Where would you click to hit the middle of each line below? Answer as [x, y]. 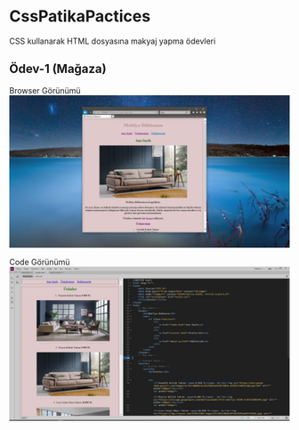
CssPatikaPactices [80, 16]
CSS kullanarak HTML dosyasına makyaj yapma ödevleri [113, 41]
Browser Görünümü [45, 90]
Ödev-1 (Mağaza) [58, 69]
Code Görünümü [40, 262]
